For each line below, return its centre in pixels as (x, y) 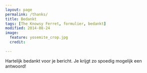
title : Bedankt (21, 19)
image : (12, 33)
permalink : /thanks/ (27, 14)
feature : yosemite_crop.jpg (39, 38)
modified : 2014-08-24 (28, 28)
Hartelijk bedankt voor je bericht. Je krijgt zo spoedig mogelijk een (73, 61)
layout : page (19, 10)
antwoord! (16, 66)
